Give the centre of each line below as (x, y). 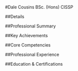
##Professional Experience (32, 54)
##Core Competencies (28, 45)
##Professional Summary (30, 26)
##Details (15, 16)
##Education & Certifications (34, 64)
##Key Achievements (26, 35)
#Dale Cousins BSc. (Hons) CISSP (39, 7)
